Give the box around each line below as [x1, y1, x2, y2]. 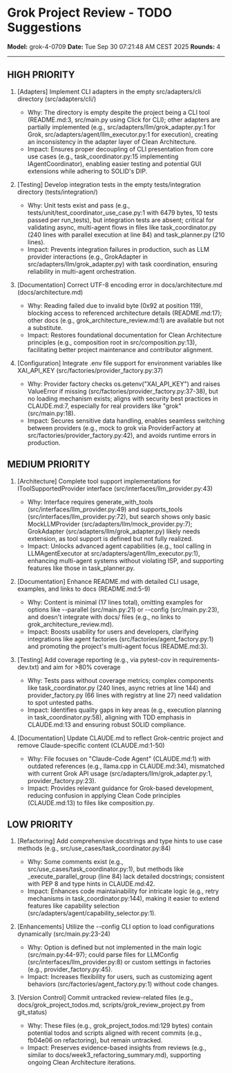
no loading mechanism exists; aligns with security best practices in [27, 394, 219, 403]
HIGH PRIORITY [7, 69, 75, 81]
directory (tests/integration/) [17, 187, 98, 196]
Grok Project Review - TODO [7, 5, 173, 21]
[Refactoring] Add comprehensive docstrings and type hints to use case [17, 837, 223, 845]
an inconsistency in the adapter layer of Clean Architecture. [27, 137, 197, 146]
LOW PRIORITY [7, 818, 74, 830]
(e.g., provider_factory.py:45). [27, 965, 113, 973]
